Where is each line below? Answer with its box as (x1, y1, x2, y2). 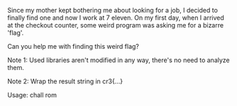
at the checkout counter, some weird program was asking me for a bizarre (7, 21, 224, 29)
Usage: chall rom (7, 91, 57, 99)
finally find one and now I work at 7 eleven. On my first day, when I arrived (7, 13, 225, 22)
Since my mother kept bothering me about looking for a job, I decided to (7, 6, 219, 14)
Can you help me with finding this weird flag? (7, 42, 140, 50)
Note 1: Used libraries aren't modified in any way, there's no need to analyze (7, 56, 231, 64)
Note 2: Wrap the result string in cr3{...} (7, 77, 123, 86)
